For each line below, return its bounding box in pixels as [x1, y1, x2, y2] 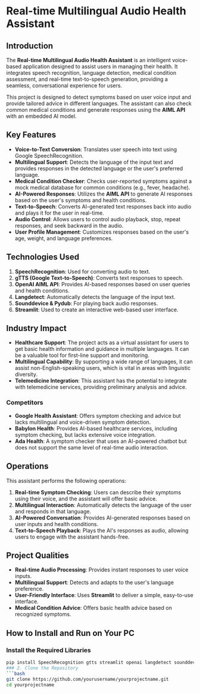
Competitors [6, 399, 43, 407]
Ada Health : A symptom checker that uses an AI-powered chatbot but [14, 438, 187, 445]
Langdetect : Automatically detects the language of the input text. [14, 293, 176, 300]
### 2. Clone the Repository [6, 665, 79, 671]
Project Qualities [6, 550, 70, 560]
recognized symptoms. [14, 611, 71, 618]
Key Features [6, 130, 57, 140]
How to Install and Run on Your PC [6, 628, 135, 638]
